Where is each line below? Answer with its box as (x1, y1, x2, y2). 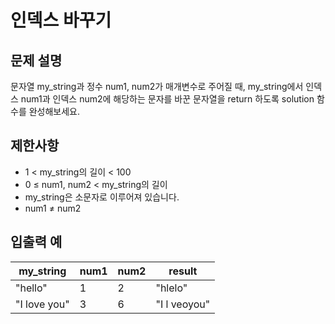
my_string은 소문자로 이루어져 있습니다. (24, 191, 180, 203)
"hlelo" (155, 281, 188, 295)
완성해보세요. (28, 106, 81, 117)
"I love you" (15, 297, 70, 311)
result (168, 264, 198, 278)
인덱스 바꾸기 (10, 9, 112, 32)
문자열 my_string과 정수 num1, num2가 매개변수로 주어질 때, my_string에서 (10, 81, 304, 92)
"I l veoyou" (155, 297, 211, 311)
